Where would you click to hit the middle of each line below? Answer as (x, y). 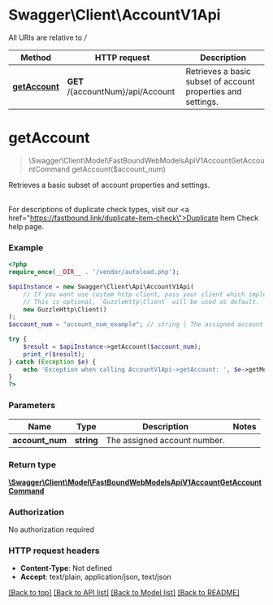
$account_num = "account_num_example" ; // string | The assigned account (136, 324)
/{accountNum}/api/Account (121, 91)
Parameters (32, 406)
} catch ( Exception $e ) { (52, 362)
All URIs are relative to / (48, 37)
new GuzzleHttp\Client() (65, 309)
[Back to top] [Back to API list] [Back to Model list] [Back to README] (124, 593)
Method (35, 57)
